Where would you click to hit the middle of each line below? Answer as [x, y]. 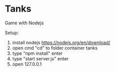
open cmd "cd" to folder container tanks [55, 48]
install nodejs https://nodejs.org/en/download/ [61, 42]
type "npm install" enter [37, 53]
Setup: [12, 32]
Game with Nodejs [24, 23]
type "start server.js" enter [40, 58]
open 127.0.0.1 [27, 64]
